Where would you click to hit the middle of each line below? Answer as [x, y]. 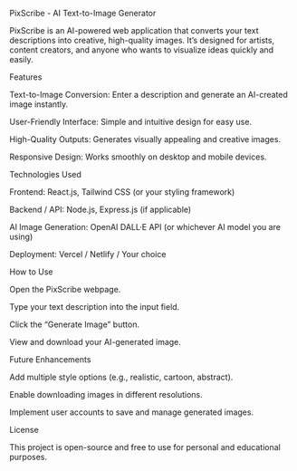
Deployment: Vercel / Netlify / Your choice [88, 254]
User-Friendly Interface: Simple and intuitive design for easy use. [130, 122]
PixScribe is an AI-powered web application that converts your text [134, 30]
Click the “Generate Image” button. [75, 324]
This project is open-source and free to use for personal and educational [145, 447]
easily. [21, 59]
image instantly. [39, 104]
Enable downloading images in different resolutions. [106, 394]
